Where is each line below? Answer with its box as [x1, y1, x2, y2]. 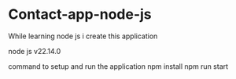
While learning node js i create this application [8, 31, 158, 41]
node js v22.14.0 [8, 46, 61, 56]
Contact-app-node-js [8, 5, 152, 23]
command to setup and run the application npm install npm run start [8, 61, 229, 71]
